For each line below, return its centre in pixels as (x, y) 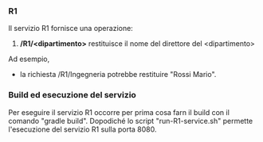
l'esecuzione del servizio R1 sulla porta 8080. (82, 129)
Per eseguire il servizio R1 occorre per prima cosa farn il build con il (119, 112)
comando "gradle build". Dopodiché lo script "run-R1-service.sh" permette (131, 121)
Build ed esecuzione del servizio (73, 95)
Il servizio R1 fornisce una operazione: (71, 29)
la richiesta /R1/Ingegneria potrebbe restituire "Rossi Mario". (118, 75)
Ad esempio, (29, 59)
